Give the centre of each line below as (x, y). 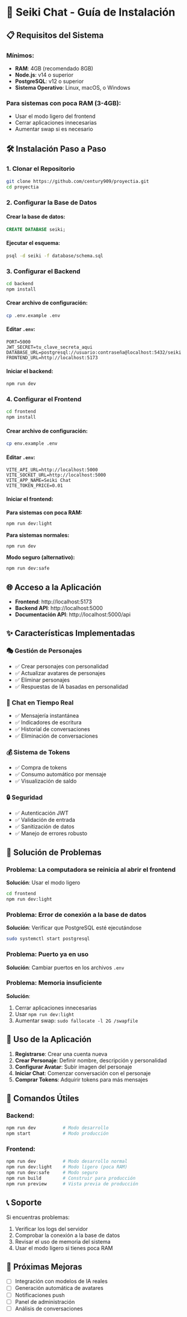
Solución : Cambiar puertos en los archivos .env (65, 967)
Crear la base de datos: (36, 217)
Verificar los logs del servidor (51, 1229)
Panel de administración (45, 1301)
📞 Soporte (24, 1203)
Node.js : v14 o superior (44, 75)
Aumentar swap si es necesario (54, 129)
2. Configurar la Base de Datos (52, 202)
